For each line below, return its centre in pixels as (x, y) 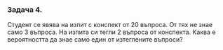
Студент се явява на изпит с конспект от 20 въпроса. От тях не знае (110, 25)
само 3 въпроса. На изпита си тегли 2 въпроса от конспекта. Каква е (111, 32)
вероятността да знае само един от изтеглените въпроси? (95, 40)
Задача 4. (25, 10)
